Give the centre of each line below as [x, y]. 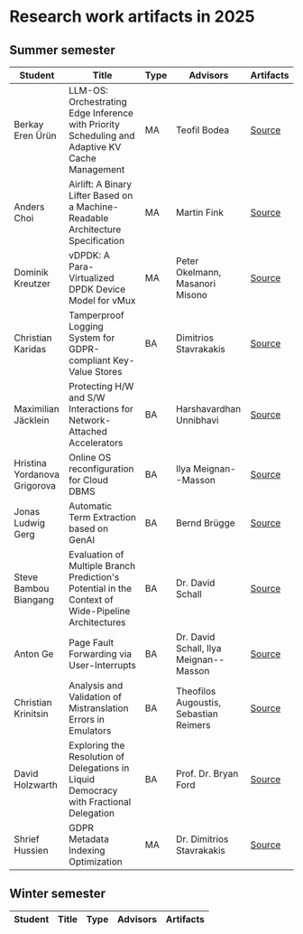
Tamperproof [96, 315]
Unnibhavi [197, 420]
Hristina [30, 463]
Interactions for [101, 409]
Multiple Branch [102, 566]
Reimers [193, 725]
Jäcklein [32, 420]
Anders [29, 207]
